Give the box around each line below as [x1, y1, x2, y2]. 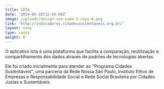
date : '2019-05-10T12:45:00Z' [5, 12, 68, 17]
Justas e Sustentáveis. [5, 79, 51, 85]
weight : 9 [5, 35, 26, 40]
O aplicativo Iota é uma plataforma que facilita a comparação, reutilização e [5, 48, 159, 54]
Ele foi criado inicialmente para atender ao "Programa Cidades [5, 63, 132, 69]
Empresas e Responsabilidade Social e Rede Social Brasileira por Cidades [5, 74, 155, 80]
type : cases [5, 30, 30, 35]
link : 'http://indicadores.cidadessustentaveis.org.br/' [5, 21, 125, 26]
